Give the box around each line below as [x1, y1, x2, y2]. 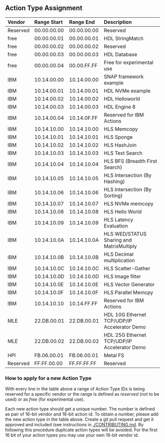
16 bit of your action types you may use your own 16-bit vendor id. [5, 432, 139, 438]
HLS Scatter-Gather [104, 265, 151, 272]
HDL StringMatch [104, 35, 144, 41]
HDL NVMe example [104, 87, 151, 94]
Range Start [34, 18, 63, 25]
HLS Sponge [104, 133, 133, 140]
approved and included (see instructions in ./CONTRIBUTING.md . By [5, 422, 144, 428]
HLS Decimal [104, 251, 134, 258]
